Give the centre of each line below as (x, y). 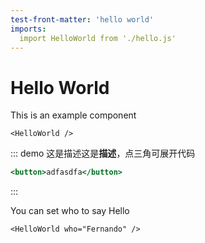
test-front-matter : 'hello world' (82, 19)
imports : (28, 29)
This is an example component (73, 115)
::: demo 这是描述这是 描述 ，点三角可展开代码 (103, 153)
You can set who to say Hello (70, 211)
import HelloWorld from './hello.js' (98, 38)
